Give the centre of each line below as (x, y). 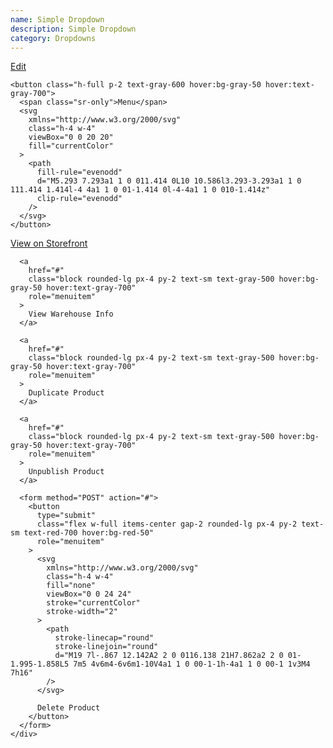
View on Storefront (49, 243)
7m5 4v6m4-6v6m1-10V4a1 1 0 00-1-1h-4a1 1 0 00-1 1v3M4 (192, 664)
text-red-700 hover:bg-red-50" (89, 533)
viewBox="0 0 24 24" (89, 594)
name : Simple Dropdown (57, 19)
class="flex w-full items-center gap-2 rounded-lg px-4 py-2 (167, 524)
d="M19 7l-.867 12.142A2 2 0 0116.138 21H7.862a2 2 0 (169, 656)
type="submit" (66, 516)
